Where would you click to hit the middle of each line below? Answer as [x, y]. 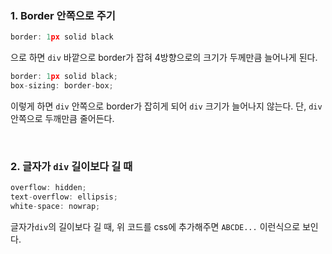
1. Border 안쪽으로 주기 [63, 15]
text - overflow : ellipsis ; [64, 197]
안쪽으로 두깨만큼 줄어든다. [62, 118]
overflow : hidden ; [48, 188]
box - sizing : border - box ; [62, 86]
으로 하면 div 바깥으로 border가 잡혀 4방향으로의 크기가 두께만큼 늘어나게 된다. [164, 58]
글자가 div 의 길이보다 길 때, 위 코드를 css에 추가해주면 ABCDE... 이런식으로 [155, 226]
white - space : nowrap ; [55, 206]
